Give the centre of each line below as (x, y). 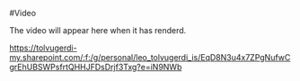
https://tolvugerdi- (44, 48)
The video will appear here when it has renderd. (98, 30)
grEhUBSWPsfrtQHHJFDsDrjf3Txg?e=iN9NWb (96, 67)
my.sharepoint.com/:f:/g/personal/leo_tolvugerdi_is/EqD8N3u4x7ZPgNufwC (150, 57)
